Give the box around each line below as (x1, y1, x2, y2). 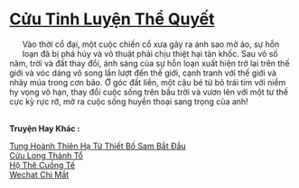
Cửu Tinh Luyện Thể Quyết (9, 9, 215, 30)
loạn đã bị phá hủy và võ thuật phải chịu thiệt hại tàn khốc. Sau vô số (22, 48, 278, 58)
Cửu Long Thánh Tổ (9, 149, 84, 161)
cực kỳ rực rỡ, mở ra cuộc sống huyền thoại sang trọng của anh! (9, 95, 248, 107)
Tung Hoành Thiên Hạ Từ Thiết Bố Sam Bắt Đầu (9, 140, 187, 151)
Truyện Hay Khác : (9, 122, 80, 134)
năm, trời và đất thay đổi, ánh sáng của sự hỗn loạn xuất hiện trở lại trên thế (9, 58, 291, 68)
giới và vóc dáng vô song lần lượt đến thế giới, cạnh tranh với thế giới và (9, 67, 277, 78)
